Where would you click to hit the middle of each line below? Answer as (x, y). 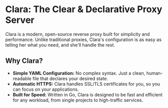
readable (22, 78)
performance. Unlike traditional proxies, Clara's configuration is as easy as (83, 40)
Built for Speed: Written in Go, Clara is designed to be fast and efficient (88, 94)
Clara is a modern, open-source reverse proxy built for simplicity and (78, 34)
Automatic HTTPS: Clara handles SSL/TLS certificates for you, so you (86, 84)
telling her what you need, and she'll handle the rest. (60, 45)
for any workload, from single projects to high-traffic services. (78, 100)
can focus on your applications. (46, 89)
